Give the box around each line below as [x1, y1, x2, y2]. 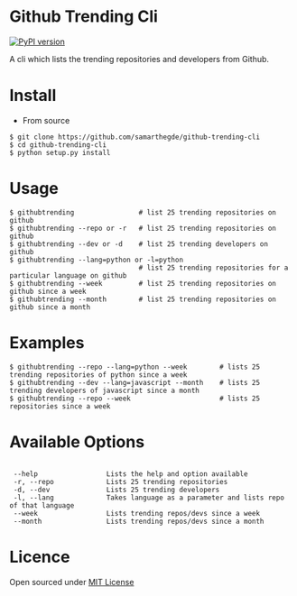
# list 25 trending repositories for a [138, 263, 289, 272]
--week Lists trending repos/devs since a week [13, 509, 260, 518]
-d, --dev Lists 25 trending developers [13, 485, 220, 494]
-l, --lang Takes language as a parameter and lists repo [13, 493, 284, 502]
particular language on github [9, 270, 127, 280]
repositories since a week [9, 401, 111, 411]
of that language [9, 500, 75, 510]
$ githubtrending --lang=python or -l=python [9, 255, 183, 264]
